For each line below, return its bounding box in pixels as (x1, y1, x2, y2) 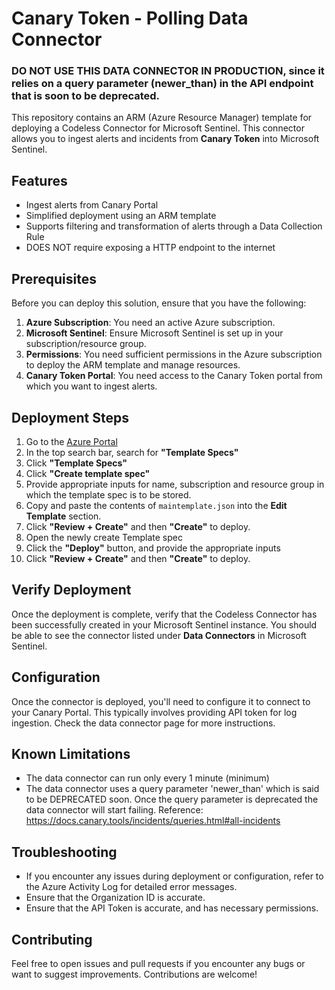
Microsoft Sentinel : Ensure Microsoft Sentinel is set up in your (25, 327, 284, 339)
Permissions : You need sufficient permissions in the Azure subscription (25, 348, 323, 361)
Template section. (25, 510, 102, 522)
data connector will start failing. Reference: (25, 804, 204, 816)
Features (11, 172, 68, 189)
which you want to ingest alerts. (25, 380, 158, 392)
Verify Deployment (11, 582, 132, 599)
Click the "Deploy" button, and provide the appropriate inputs (25, 542, 281, 554)
